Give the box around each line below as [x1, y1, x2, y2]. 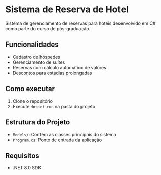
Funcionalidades [5, 40, 59, 49]
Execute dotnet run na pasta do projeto [12, 103, 95, 109]
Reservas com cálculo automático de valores [12, 64, 106, 70]
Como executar [5, 84, 55, 93]
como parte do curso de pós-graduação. [5, 25, 91, 31]
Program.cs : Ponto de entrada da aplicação [12, 137, 102, 143]
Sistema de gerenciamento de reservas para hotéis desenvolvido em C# [5, 20, 156, 26]
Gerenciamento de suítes [12, 59, 65, 65]
